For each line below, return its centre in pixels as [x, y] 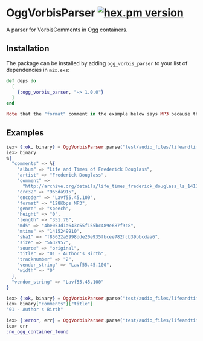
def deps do [21, 81]
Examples [25, 133]
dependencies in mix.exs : [38, 70]
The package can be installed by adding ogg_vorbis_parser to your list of [97, 63]
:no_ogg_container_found [37, 332]
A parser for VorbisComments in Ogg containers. [67, 30]
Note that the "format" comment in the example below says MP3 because [98, 114]
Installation [28, 49]
